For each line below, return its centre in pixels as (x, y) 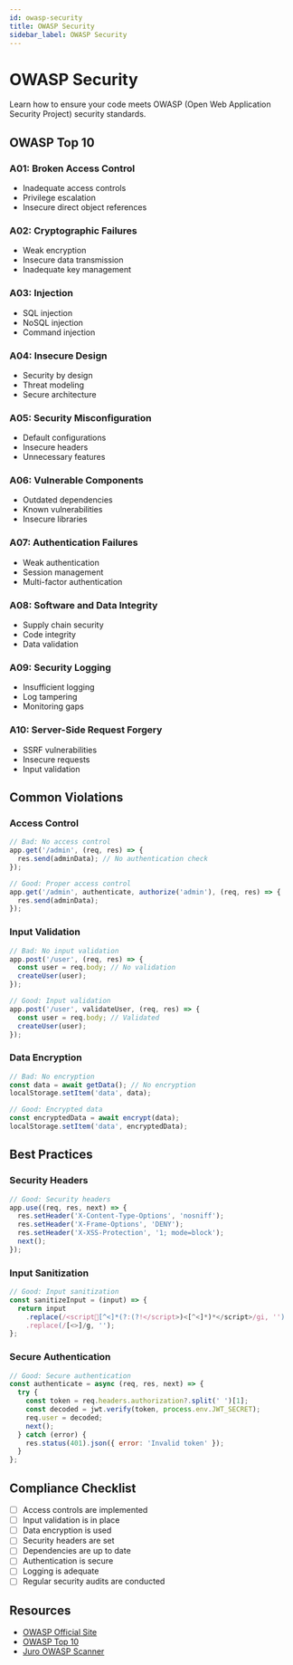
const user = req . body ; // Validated (89, 1018)
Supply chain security (63, 625)
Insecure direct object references (85, 207)
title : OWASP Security (52, 26)
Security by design (57, 375)
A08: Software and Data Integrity (84, 605)
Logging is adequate (61, 1571)
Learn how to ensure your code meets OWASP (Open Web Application (140, 104)
